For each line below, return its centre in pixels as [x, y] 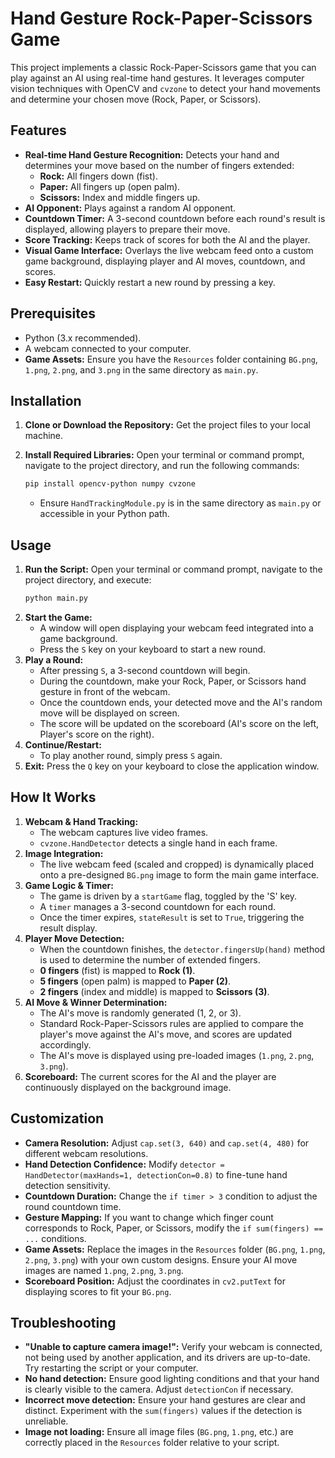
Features [38, 130]
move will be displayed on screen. [109, 713]
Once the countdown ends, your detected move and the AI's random [181, 702]
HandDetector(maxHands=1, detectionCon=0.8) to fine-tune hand [156, 1174]
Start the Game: [58, 617]
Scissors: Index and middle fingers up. [120, 197]
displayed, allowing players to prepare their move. [127, 229]
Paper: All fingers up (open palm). [110, 186]
